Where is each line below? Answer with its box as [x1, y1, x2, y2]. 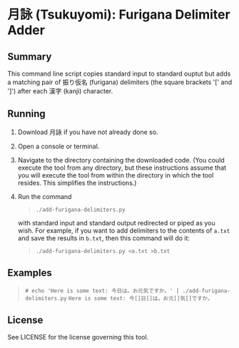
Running [7, 108, 46, 120]
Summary [7, 51, 52, 63]
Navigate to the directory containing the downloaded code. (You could [17, 155, 225, 164]
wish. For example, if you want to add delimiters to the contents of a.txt [17, 226, 230, 235]
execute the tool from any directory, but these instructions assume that [17, 163, 227, 172]
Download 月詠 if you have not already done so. [17, 128, 158, 136]
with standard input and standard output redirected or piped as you [17, 218, 215, 227]
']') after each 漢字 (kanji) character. [7, 87, 113, 95]
